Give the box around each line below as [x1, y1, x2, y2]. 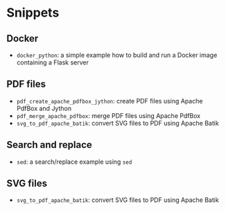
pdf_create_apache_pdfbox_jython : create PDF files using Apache [16, 96, 203, 105]
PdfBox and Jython [16, 104, 72, 112]
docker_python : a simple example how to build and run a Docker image [16, 51, 218, 59]
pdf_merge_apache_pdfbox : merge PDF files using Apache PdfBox [16, 111, 201, 119]
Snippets [6, 5, 60, 21]
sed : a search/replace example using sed [16, 158, 132, 166]
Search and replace [6, 139, 93, 151]
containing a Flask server [16, 58, 89, 67]
